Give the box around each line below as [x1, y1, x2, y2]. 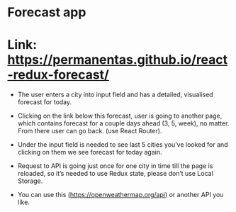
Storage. [17, 177, 43, 185]
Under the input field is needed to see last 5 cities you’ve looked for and [17, 140, 228, 149]
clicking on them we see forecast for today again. [17, 148, 162, 157]
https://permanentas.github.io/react [7, 52, 228, 68]
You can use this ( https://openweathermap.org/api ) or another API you [17, 191, 224, 199]
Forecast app [7, 4, 86, 21]
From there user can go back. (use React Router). [17, 127, 162, 135]
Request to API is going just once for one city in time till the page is [17, 162, 213, 170]
